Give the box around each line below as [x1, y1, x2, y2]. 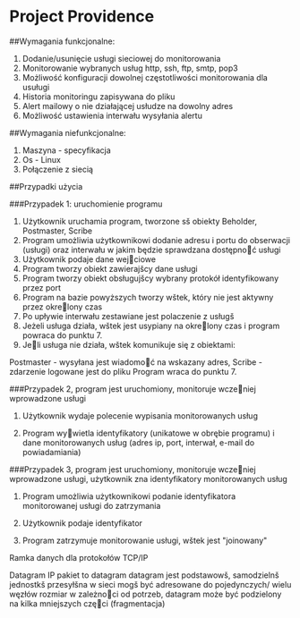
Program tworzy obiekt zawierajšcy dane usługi [21, 263, 199, 274]
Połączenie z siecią [21, 164, 94, 174]
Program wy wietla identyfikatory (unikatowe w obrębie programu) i [21, 428, 275, 438]
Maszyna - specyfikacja [21, 145, 112, 156]
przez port [21, 282, 61, 292]
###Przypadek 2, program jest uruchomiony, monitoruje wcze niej [9, 383, 257, 394]
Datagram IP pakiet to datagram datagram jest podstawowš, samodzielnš [9, 570, 279, 580]
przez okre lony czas [21, 301, 103, 312]
